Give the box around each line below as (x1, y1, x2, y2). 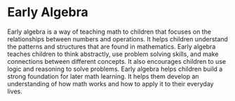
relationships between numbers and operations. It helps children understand (7, 34, 228, 43)
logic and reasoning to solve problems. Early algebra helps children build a (7, 65, 223, 73)
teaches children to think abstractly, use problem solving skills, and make (7, 50, 219, 58)
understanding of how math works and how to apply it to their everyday (7, 79, 214, 88)
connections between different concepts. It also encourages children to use (7, 57, 227, 65)
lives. (7, 87, 22, 95)
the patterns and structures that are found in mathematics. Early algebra (7, 42, 216, 50)
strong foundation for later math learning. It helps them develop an (7, 72, 199, 81)
